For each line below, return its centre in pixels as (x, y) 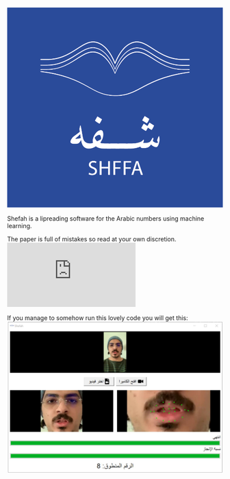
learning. (20, 225)
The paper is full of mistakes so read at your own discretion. (92, 239)
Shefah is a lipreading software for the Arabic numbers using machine (106, 218)
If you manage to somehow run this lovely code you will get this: (98, 318)
